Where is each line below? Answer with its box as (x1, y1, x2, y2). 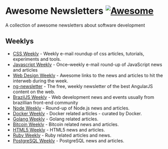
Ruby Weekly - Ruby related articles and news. (12, 132, 112, 138)
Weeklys (5, 37, 34, 46)
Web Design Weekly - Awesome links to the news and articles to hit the (12, 72, 163, 78)
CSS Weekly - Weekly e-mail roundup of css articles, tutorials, (12, 50, 144, 56)
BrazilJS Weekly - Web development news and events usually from (12, 94, 155, 100)
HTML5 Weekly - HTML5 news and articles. (12, 126, 105, 133)
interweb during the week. (12, 77, 68, 84)
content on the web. (12, 89, 55, 95)
